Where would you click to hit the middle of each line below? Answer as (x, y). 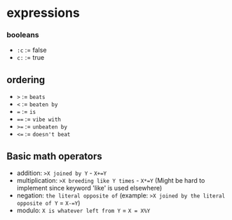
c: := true (30, 58)
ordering (26, 80)
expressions (43, 13)
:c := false (32, 50)
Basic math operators (54, 156)
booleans (23, 35)
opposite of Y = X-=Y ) (48, 203)
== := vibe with (39, 119)
